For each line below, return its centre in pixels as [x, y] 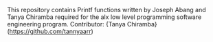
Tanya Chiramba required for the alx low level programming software [104, 17]
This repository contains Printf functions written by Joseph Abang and [106, 10]
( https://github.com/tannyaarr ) [51, 31]
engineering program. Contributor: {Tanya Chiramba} [82, 24]
